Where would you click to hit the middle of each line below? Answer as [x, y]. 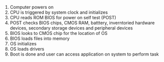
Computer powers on [32, 7]
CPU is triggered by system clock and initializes [59, 12]
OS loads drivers [27, 49]
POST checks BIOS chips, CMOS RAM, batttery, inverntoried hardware [82, 23]
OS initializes [23, 44]
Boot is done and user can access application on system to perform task [84, 54]
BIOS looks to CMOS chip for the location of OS [59, 33]
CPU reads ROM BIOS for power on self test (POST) [63, 17]
